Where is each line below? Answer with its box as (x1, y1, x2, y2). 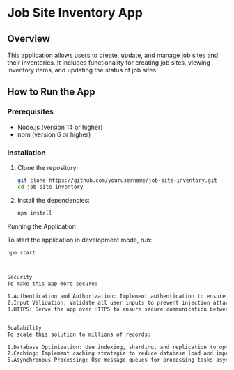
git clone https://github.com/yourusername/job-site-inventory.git (17, 176, 217, 184)
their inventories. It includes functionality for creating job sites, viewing (7, 59, 211, 67)
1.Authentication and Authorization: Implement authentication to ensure (7, 293, 226, 300)
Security (7, 274, 33, 281)
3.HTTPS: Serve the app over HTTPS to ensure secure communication (7, 305, 208, 313)
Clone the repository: (17, 163, 79, 171)
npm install (17, 209, 52, 217)
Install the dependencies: (17, 196, 91, 204)
